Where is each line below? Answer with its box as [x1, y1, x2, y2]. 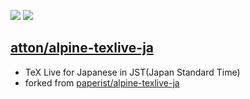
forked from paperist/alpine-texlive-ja [24, 76, 180, 89]
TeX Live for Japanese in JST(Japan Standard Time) [24, 66, 241, 78]
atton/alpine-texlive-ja [10, 40, 155, 57]
